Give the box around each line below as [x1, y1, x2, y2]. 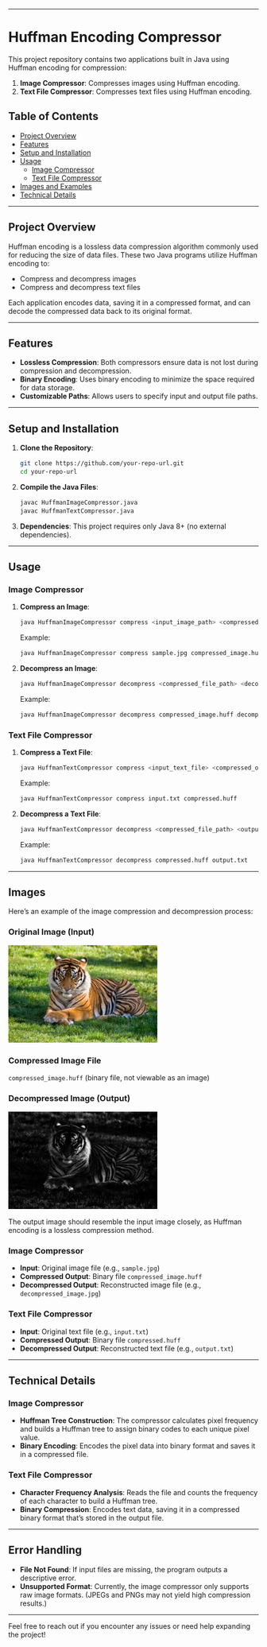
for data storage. [19, 383, 75, 393]
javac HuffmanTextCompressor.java [19, 506, 134, 515]
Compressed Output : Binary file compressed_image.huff [19, 1272, 203, 1281]
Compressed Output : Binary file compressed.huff [19, 1335, 181, 1344]
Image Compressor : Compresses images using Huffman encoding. [19, 78, 241, 87]
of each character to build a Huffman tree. [19, 1496, 158, 1506]
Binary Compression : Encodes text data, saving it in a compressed [19, 1504, 240, 1514]
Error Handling [8, 1544, 82, 1557]
